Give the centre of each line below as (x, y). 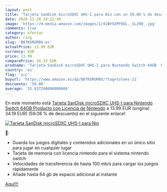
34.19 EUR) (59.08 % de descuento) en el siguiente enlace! (65, 113)
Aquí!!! (12, 184)
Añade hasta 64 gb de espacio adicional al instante (65, 174)
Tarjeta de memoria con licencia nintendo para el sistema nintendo (81, 153)
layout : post (19, 10)
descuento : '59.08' (25, 84)
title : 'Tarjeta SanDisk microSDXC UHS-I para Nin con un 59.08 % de (79, 14)
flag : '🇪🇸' (17, 75)
